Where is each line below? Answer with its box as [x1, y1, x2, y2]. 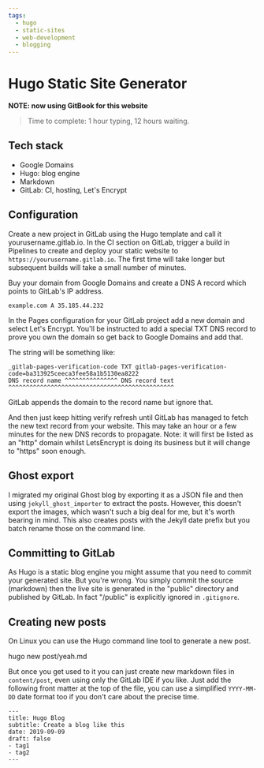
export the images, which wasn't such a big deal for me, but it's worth [8, 507, 235, 516]
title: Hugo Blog [8, 714, 65, 722]
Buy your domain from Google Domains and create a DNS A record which [8, 278, 247, 287]
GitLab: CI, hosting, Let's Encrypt [19, 185, 128, 194]
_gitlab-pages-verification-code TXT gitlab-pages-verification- [8, 362, 227, 371]
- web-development [15, 33, 76, 42]
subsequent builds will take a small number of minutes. [8, 262, 187, 272]
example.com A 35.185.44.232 [8, 302, 104, 309]
